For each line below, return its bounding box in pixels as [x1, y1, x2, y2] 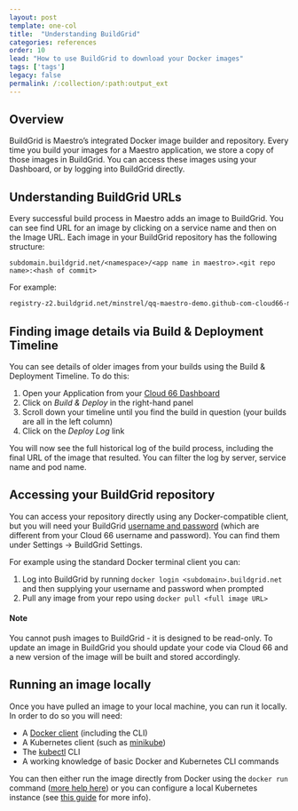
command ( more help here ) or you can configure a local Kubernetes [9, 783, 258, 793]
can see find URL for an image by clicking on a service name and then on [9, 223, 277, 234]
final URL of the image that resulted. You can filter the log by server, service [9, 452, 286, 463]
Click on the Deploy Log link [21, 425, 125, 436]
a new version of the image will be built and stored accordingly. [9, 651, 241, 662]
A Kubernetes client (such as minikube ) [21, 736, 167, 747]
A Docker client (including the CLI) [21, 728, 148, 738]
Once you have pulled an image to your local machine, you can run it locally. [9, 701, 288, 712]
